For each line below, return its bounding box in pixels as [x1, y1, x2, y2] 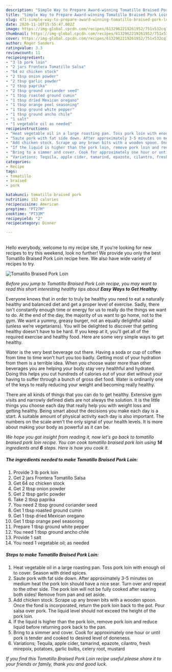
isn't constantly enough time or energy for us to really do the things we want [6, 307, 166, 313]
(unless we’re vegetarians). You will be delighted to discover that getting [6, 323, 158, 329]
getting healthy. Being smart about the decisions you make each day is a [6, 408, 159, 414]
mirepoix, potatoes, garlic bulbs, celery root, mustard [13, 646, 125, 652]
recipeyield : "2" [6, 216, 43, 221]
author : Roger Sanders [6, 41, 54, 46]
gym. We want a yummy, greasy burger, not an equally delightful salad [6, 317, 154, 324]
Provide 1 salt [13, 534, 41, 541]
